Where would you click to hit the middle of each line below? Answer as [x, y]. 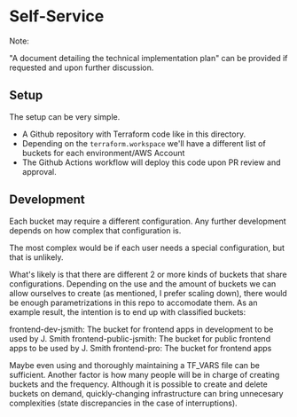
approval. [39, 171]
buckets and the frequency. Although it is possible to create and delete [138, 384]
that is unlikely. [36, 257]
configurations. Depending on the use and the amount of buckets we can [143, 283]
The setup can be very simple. [65, 116]
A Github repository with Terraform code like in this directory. [134, 134]
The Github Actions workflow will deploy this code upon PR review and [151, 162]
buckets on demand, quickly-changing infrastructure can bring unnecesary [146, 393]
